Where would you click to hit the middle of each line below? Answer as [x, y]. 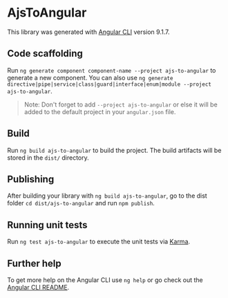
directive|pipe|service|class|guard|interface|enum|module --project [110, 84]
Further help [35, 263]
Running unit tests [47, 225]
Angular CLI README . [38, 287]
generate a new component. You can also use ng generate [90, 77]
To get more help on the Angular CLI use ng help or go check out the [105, 280]
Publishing [31, 179]
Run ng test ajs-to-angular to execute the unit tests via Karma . [99, 242]
